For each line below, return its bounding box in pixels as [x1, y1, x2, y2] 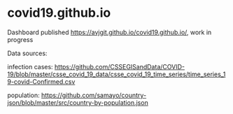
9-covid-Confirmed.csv [7, 77, 76, 85]
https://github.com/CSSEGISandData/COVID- [55, 62, 185, 71]
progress [7, 35, 34, 43]
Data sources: [7, 49, 48, 57]
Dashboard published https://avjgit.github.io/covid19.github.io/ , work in [7, 28, 212, 36]
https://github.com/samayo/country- [41, 91, 147, 99]
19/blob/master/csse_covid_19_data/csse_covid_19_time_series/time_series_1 [7, 70, 226, 78]
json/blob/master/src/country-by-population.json [7, 98, 148, 106]
